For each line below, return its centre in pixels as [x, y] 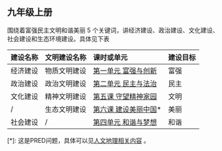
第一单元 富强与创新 [125, 71]
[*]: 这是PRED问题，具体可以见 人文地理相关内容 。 [78, 140]
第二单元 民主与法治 [125, 83]
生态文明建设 [66, 109]
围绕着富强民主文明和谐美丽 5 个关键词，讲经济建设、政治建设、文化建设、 [113, 30]
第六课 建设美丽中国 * [127, 109]
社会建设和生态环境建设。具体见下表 [58, 38]
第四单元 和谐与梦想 [125, 122]
